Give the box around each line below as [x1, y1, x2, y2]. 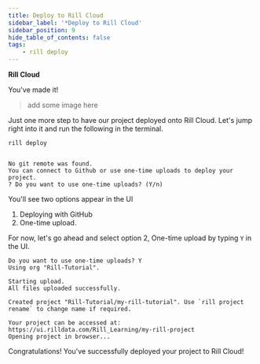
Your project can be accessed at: [8, 319, 122, 327]
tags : [8, 41, 26, 49]
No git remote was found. [8, 160, 93, 168]
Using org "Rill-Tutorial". [8, 264, 101, 272]
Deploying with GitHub [19, 210, 93, 219]
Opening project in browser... [8, 332, 111, 340]
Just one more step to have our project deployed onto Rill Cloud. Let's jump [8, 116, 253, 124]
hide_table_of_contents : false [8, 33, 111, 42]
